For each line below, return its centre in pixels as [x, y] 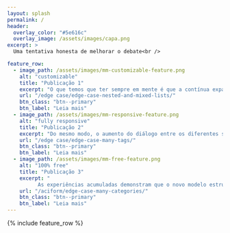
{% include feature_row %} [45, 223]
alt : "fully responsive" [55, 121]
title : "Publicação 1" [52, 83]
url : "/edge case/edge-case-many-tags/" [78, 140]
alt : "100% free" [44, 165]
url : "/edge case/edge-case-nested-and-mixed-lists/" [98, 96]
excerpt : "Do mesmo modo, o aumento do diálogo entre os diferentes [119, 134]
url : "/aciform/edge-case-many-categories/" [84, 191]
